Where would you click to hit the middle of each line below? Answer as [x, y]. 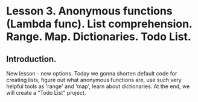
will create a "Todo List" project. [46, 93]
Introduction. [31, 59]
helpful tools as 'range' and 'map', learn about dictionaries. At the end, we [98, 86]
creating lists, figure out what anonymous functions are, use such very [94, 80]
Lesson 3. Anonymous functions [90, 11]
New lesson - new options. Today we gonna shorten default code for [92, 73]
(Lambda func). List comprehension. [99, 24]
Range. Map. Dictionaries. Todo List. [99, 37]
